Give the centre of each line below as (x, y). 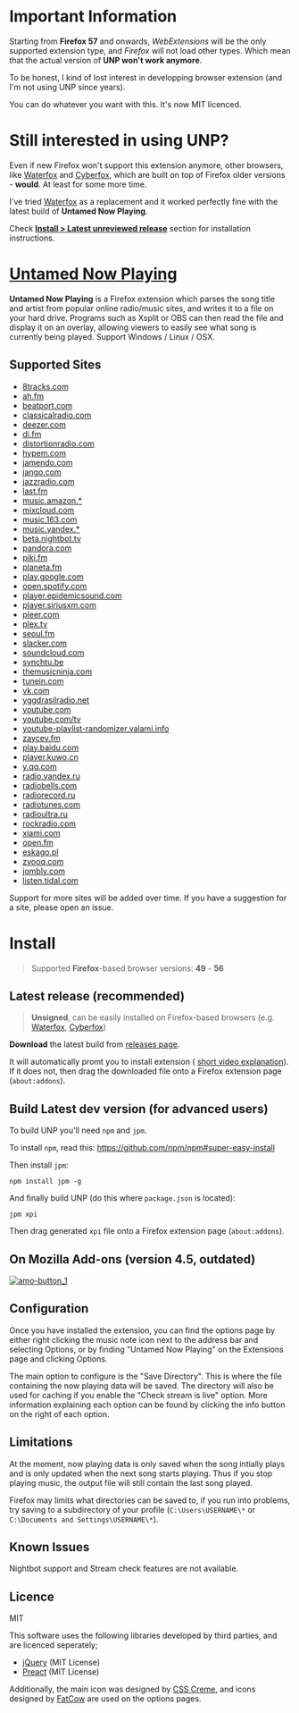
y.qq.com (39, 766)
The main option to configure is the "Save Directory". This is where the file (146, 1376)
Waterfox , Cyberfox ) (69, 1027)
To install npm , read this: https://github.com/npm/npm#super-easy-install (142, 1148)
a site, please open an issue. (62, 907)
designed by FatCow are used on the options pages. (105, 1699)
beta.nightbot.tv (52, 538)
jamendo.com (47, 462)
